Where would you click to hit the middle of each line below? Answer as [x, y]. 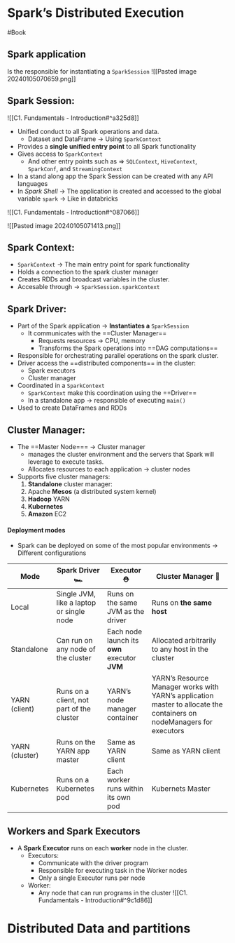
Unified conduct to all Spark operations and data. [88, 131]
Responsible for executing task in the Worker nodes [113, 871]
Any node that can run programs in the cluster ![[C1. [113, 893]
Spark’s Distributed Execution [96, 13]
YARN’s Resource [180, 678]
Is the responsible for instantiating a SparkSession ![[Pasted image [102, 71]
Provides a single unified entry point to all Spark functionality [107, 146]
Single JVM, [76, 594]
